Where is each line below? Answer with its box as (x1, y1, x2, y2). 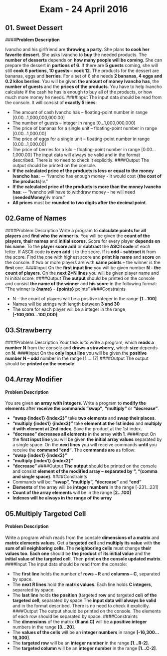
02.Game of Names (5, 214, 66, 223)
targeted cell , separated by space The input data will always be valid (12, 597, 157, 603)
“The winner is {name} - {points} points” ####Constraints (5, 286, 126, 292)
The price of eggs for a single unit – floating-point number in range (12, 136, 150, 142)
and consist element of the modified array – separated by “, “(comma (12, 468, 158, 474)
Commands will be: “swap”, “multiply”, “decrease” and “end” (12, 479, 142, 485)
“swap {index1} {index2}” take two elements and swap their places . (12, 415, 156, 421)
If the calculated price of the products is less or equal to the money (12, 168, 154, 174)
